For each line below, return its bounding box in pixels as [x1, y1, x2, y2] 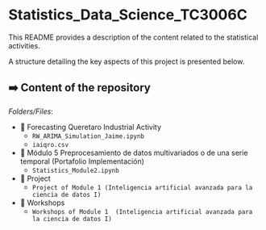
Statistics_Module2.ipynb [31, 166, 119, 174]
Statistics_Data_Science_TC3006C [8, 6, 247, 24]
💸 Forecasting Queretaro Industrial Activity [19, 122, 162, 132]
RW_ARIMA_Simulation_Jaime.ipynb [31, 132, 145, 140]
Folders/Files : [8, 107, 54, 116]
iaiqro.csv [31, 140, 69, 148]
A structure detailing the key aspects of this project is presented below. [8, 56, 245, 66]
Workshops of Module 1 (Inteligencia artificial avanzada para [31, 207, 253, 215]
